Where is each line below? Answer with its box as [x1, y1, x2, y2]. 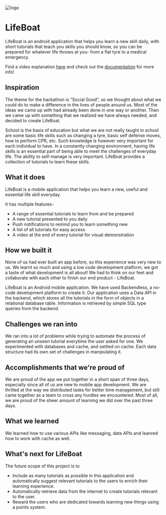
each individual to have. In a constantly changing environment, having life [5, 143, 155, 149]
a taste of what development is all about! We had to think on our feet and [5, 270, 154, 276]
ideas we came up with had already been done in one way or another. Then [5, 107, 160, 113]
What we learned [5, 417, 59, 425]
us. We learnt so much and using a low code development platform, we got [5, 264, 159, 270]
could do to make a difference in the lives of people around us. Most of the [5, 102, 158, 107]
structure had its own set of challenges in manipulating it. [5, 349, 122, 355]
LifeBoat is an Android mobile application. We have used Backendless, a [5, 285, 153, 291]
